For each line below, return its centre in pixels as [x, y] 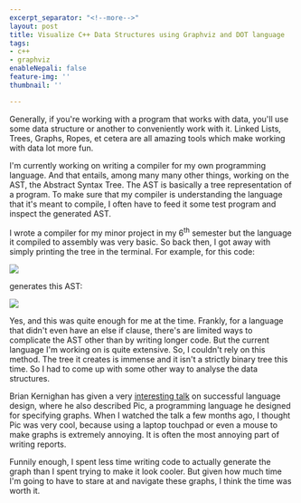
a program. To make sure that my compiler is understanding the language [146, 194]
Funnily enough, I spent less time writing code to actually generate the [140, 462]
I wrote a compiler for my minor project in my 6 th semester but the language [150, 232]
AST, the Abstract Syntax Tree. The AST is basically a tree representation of [150, 184]
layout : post [34, 26]
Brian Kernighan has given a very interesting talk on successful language [145, 396]
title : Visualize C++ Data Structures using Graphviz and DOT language [147, 34]
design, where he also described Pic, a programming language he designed [150, 406]
